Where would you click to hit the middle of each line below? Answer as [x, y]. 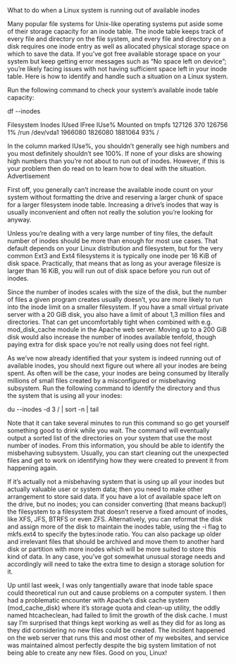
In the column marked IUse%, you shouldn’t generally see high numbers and [118, 146]
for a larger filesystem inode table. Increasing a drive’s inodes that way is [113, 205]
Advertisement [29, 176]
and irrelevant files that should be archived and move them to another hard [116, 542]
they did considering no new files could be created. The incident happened [116, 630]
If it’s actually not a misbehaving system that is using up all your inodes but [116, 482]
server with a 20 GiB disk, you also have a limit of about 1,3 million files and [116, 314]
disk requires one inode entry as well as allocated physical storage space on [118, 46]
